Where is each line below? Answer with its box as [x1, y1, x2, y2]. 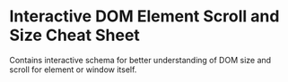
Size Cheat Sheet [9, 25, 141, 45]
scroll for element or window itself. [9, 64, 137, 75]
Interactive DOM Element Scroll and [9, 6, 280, 27]
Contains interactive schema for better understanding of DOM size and [9, 54, 272, 65]
